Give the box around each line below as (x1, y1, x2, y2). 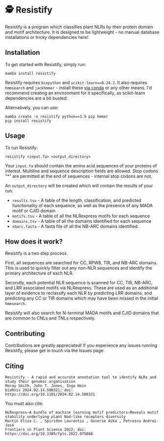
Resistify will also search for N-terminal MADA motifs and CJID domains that (5, 310, 159, 316)
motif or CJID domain (12, 208, 55, 213)
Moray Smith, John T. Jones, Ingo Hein (5, 383, 87, 388)
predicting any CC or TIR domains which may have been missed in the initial (5, 295, 158, 302)
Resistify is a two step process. (5, 251, 68, 256)
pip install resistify (5, 118, 51, 123)
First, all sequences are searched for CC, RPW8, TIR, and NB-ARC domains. (5, 260, 158, 266)
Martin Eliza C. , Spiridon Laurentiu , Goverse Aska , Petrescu (5, 418, 141, 423)
